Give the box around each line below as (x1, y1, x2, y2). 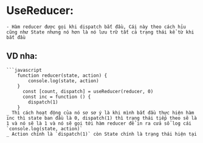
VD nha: (6, 51, 38, 61)
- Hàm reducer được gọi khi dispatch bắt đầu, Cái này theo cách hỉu (6, 24, 187, 30)
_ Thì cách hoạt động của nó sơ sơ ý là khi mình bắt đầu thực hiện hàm (6, 110, 194, 116)
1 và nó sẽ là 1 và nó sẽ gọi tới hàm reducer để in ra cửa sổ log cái (6, 120, 191, 127)
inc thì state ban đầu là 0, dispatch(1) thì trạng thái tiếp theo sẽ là (6, 115, 198, 121)
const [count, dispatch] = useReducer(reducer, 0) (22, 88, 154, 94)
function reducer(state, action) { (17, 72, 108, 78)
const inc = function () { (22, 94, 91, 100)
